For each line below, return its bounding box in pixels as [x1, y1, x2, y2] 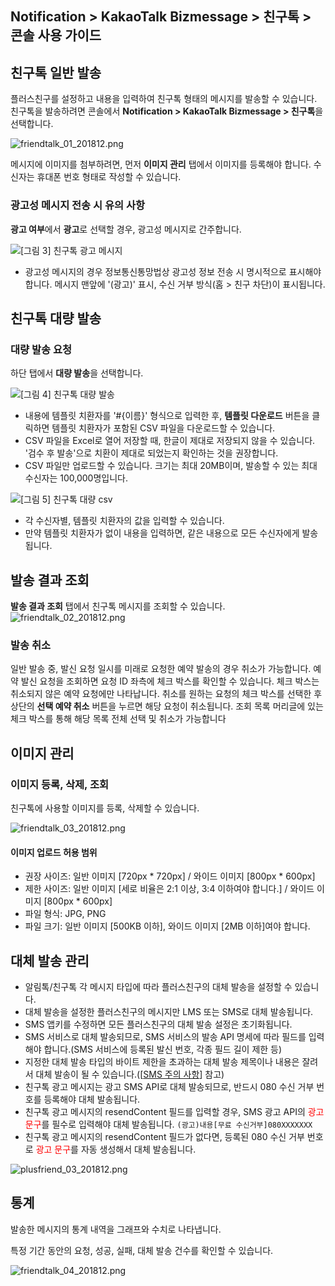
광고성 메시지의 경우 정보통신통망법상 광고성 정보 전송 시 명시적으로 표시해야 [24, 265, 322, 277]
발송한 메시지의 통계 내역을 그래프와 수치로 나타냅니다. [10, 1223, 222, 1235]
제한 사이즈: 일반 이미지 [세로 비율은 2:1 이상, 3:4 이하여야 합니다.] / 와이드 [24, 883, 315, 895]
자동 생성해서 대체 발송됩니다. [80, 1143, 197, 1155]
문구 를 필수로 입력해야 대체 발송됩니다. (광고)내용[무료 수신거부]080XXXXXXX [24, 1118, 313, 1130]
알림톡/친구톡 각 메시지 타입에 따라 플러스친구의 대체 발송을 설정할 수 [24, 981, 293, 992]
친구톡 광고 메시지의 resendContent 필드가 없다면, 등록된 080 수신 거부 [24, 1131, 305, 1142]
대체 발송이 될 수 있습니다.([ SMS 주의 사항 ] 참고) [35, 1068, 225, 1080]
